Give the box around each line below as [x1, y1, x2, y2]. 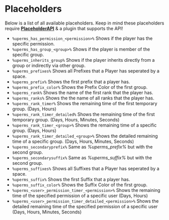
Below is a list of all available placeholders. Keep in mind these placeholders [5, 20, 164, 26]
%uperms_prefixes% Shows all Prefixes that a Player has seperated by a [12, 67, 160, 74]
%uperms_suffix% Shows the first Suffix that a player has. [12, 176, 130, 182]
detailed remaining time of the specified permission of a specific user [12, 203, 158, 209]
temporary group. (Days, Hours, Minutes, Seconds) [12, 116, 120, 123]
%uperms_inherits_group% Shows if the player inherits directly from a [12, 57, 155, 63]
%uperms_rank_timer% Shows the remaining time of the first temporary [12, 100, 157, 106]
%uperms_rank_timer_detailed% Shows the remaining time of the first [12, 111, 155, 117]
